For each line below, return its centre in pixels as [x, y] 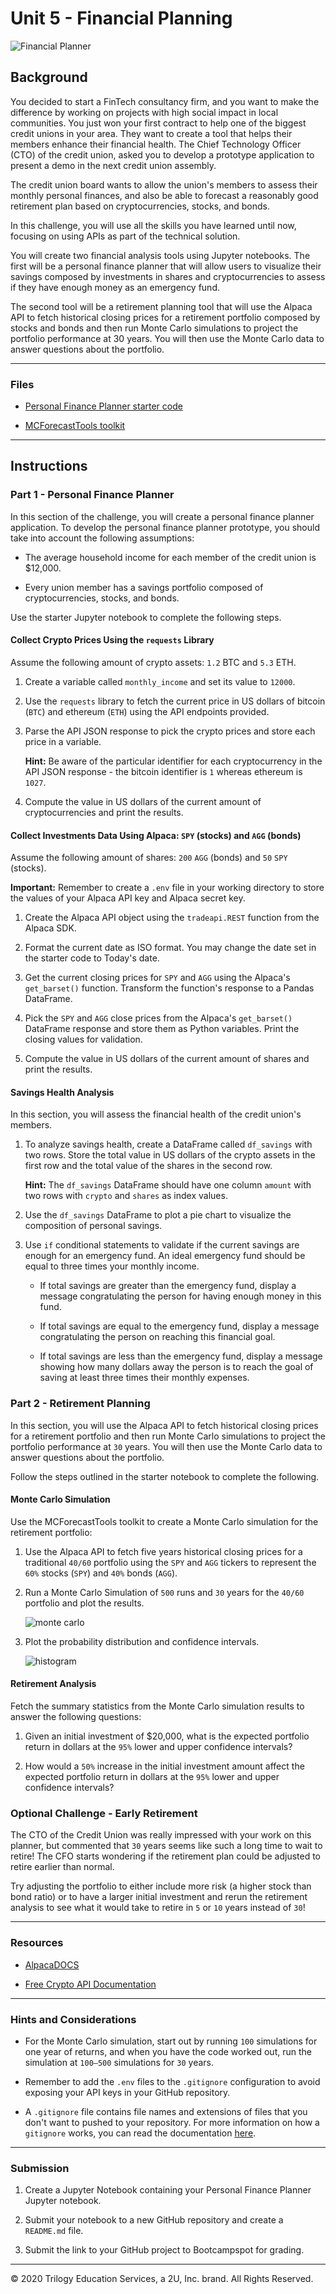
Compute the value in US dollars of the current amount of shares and [167, 1059]
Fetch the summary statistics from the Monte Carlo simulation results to [157, 1706]
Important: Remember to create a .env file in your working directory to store [167, 888]
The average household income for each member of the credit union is [170, 557]
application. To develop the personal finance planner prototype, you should [165, 527]
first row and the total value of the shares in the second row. [148, 1166]
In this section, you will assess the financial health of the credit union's [156, 1114]
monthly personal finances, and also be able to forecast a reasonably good [164, 195]
